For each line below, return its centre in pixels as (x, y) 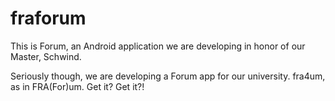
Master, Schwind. (46, 56)
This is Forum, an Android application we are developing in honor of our (158, 46)
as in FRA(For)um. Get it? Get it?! (77, 86)
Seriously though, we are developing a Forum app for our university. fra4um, (168, 76)
